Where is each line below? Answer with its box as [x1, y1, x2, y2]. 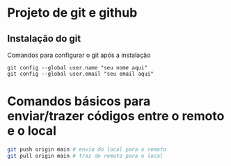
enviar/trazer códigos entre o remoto [7, 108, 225, 124]
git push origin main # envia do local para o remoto [7, 146, 167, 153]
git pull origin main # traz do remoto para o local [7, 152, 164, 159]
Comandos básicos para [7, 94, 151, 109]
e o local [7, 123, 57, 139]
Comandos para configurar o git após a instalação [7, 51, 151, 59]
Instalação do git [7, 33, 81, 44]
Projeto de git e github [7, 5, 138, 21]
